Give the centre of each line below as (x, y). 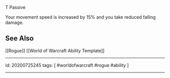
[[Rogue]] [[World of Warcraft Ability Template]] (55, 51)
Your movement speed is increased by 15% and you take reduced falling (80, 17)
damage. (14, 23)
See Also (19, 38)
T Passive (15, 7)
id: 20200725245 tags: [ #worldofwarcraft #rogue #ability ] (67, 65)
